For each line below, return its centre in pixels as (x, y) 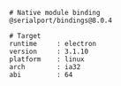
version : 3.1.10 (49, 51)
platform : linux (47, 59)
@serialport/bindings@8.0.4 (61, 20)
